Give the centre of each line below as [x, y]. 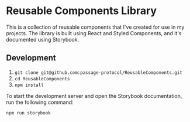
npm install [29, 85]
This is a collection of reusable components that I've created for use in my [95, 27]
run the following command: [40, 102]
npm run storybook [28, 113]
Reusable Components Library [81, 11]
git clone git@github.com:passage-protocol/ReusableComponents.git [98, 72]
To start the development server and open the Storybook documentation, [94, 96]
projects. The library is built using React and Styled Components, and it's [94, 33]
